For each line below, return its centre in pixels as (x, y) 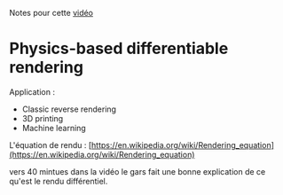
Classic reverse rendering (69, 109)
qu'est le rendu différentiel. (59, 181)
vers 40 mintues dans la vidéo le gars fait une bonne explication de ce (138, 171)
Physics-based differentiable (119, 49)
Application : (32, 91)
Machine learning (54, 128)
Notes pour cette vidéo (51, 13)
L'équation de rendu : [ (51, 144)
